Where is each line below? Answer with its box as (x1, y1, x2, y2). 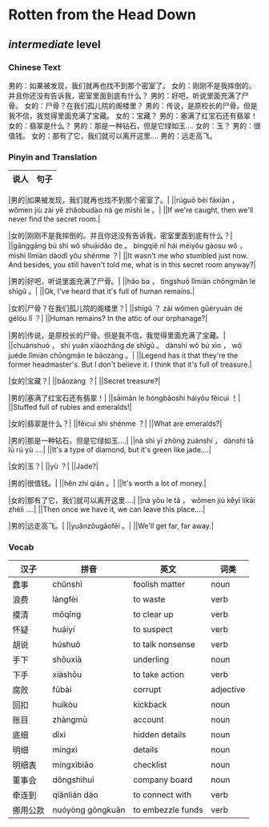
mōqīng (52, 609, 82, 620)
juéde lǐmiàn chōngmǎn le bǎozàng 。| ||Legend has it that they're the (8, 351, 239, 360)
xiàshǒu (52, 669, 82, 680)
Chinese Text (8, 62, 62, 73)
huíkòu (52, 699, 78, 711)
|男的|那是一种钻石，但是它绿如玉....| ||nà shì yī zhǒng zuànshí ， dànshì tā (8, 436, 255, 446)
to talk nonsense (133, 639, 196, 651)
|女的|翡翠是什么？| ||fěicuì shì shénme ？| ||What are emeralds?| (8, 419, 223, 428)
